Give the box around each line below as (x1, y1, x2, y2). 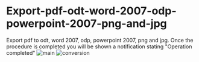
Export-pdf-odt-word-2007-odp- (6, 4, 177, 18)
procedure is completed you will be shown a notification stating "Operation (6, 43, 192, 50)
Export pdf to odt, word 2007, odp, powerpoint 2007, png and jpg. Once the (6, 36, 194, 44)
